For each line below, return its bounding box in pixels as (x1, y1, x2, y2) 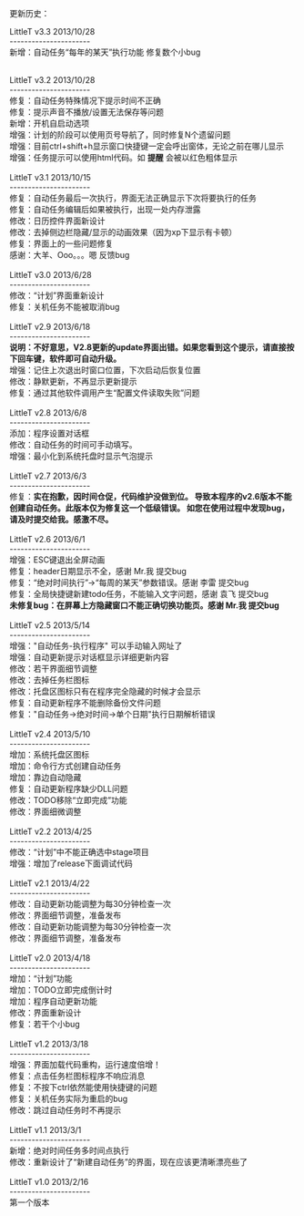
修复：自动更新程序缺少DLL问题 (9, 783, 128, 794)
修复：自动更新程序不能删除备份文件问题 (9, 697, 161, 708)
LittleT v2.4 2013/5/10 (9, 728, 91, 739)
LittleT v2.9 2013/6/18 (9, 322, 91, 332)
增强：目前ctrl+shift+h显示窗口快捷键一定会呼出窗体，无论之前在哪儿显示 (9, 140, 285, 151)
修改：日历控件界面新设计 (9, 215, 106, 226)
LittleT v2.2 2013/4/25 (9, 826, 93, 837)
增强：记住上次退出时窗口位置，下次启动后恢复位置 (9, 365, 201, 376)
